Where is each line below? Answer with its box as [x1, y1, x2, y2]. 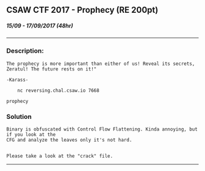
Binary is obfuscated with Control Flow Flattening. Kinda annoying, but [6, 126, 198, 132]
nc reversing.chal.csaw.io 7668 [17, 87, 99, 94]
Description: [6, 47, 44, 55]
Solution [6, 112, 32, 121]
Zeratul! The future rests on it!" [6, 66, 97, 72]
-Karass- [6, 77, 29, 83]
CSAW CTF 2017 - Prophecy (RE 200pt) [6, 5, 159, 15]
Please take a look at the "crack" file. [6, 153, 113, 159]
